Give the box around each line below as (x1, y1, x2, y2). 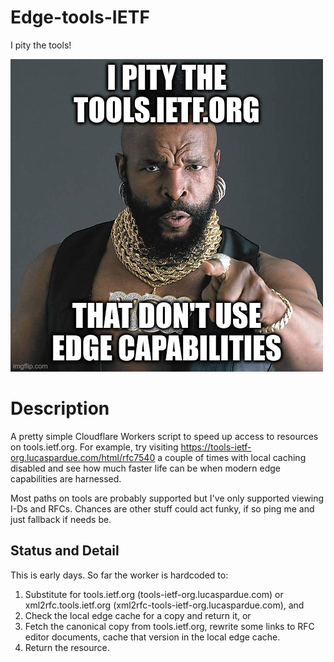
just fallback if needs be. (10, 513, 112, 525)
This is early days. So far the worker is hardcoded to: (10, 569, 229, 581)
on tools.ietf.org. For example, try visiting (10, 441, 179, 453)
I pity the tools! (10, 39, 72, 51)
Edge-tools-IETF (10, 6, 150, 29)
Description (10, 397, 110, 420)
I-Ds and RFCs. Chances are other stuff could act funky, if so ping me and (10, 502, 315, 515)
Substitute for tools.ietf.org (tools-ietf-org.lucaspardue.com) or (24, 588, 284, 600)
